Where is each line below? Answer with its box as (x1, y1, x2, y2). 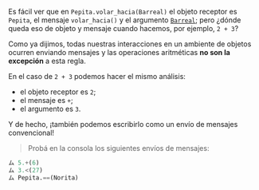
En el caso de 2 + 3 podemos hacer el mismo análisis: (8, 72, 186, 81)
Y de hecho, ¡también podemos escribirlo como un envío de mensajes (8, 120, 238, 129)
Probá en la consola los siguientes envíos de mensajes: (27, 144, 210, 152)
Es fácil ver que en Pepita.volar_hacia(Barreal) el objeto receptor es (8, 7, 237, 16)
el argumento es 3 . (19, 104, 81, 113)
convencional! (8, 128, 54, 137)
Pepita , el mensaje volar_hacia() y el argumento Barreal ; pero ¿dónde (8, 15, 241, 25)
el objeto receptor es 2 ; (19, 87, 96, 97)
